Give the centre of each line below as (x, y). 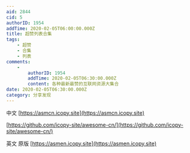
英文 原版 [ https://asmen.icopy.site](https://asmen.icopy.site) (82, 143)
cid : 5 (14, 17)
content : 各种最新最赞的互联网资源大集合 (73, 84)
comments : (19, 62)
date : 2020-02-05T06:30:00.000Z (46, 90)
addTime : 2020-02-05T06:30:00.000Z (72, 78)
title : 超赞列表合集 (29, 34)
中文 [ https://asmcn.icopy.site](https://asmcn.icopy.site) (76, 113)
